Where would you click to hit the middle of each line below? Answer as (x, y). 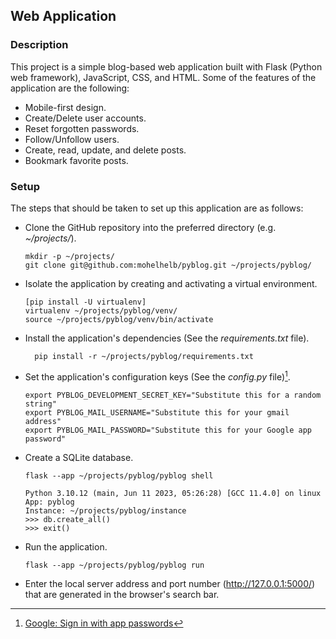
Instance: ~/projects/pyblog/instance (105, 510)
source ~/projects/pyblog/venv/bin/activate (119, 319)
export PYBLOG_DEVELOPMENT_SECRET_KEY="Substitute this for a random (173, 395)
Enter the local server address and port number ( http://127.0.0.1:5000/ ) (170, 583)
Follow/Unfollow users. (72, 139)
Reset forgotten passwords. (82, 128)
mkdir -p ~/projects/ (69, 256)
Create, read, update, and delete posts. (105, 150)
